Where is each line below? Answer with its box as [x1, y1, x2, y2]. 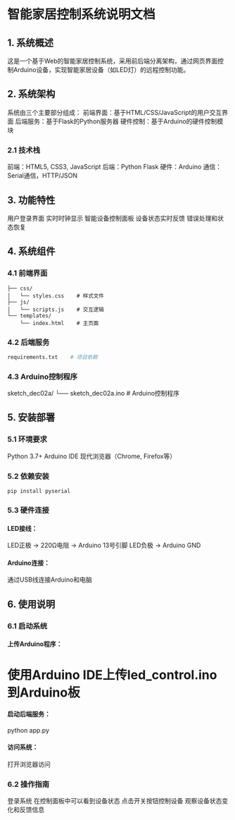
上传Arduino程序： [7, 640, 63, 649]
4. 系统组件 [7, 245, 56, 257]
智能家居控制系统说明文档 [7, 6, 156, 23]
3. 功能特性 [7, 194, 56, 206]
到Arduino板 [7, 685, 80, 701]
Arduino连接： [7, 558, 51, 567]
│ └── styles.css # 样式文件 [7, 292, 104, 300]
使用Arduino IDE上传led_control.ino [7, 667, 217, 683]
